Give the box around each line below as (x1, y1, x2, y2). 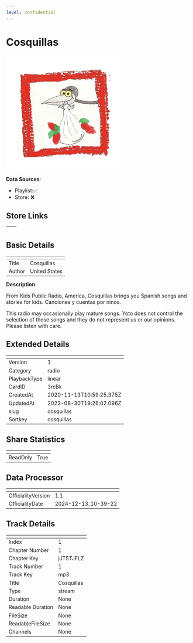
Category (8, 367, 32, 374)
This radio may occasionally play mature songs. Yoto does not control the (6, 310, 183, 317)
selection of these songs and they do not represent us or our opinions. (6, 316, 176, 323)
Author (8, 268, 25, 275)
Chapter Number (8, 546, 49, 554)
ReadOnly (8, 454, 32, 461)
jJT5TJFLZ (58, 554, 84, 561)
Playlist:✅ (14, 187, 38, 194)
